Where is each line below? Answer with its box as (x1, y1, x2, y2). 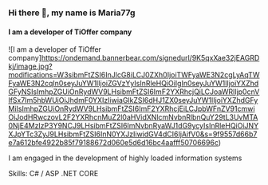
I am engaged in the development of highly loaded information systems (8, 153, 242, 163)
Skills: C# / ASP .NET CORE (8, 169, 99, 179)
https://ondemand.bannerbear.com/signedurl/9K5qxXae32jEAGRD (41, 53, 260, 63)
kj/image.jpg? (8, 61, 53, 71)
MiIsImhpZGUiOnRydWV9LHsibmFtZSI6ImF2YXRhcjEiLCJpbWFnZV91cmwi (8, 104, 255, 114)
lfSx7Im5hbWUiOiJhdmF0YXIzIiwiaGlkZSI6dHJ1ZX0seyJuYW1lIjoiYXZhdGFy (8, 96, 258, 105)
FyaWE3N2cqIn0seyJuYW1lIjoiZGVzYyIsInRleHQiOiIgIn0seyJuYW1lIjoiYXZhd (8, 79, 259, 89)
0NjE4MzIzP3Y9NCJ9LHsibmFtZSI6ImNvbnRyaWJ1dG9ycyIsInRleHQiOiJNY (8, 121, 259, 131)
